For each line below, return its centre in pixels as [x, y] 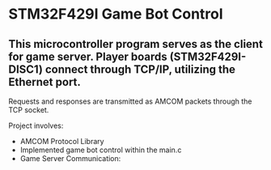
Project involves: [36, 125]
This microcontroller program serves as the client [135, 44]
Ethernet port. [44, 82]
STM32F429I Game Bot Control [116, 14]
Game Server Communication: [70, 158]
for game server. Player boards [88, 56]
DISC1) [25, 69]
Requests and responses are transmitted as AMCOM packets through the [130, 101]
